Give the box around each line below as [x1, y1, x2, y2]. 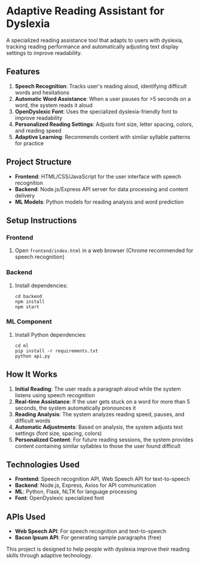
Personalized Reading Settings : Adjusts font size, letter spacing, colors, [14, 121, 194, 128]
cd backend [14, 293, 42, 299]
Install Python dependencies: [14, 331, 87, 338]
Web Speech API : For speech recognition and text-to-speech [14, 527, 167, 535]
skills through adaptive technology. [6, 552, 93, 559]
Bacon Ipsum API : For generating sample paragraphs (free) [14, 534, 162, 541]
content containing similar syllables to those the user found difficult [14, 442, 181, 449]
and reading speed [14, 127, 62, 134]
